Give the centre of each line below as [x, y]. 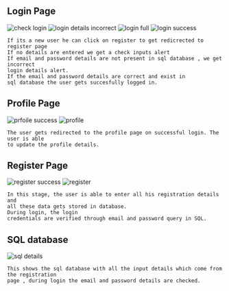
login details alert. [38, 70]
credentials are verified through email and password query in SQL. [107, 219]
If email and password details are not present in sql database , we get [115, 58]
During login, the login [43, 213]
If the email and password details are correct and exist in [96, 76]
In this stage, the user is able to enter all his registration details [113, 195]
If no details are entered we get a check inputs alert [88, 52]
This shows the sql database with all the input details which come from [115, 269]
